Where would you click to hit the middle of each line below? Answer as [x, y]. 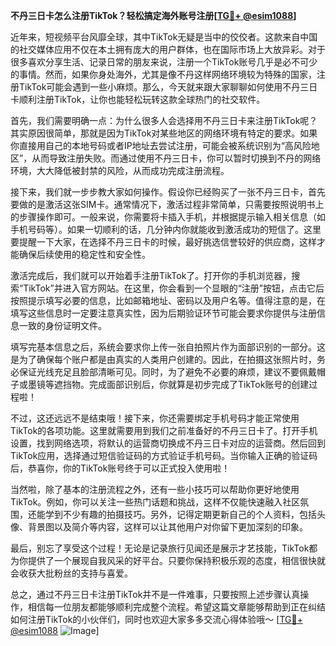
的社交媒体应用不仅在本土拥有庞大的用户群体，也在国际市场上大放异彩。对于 [168, 49]
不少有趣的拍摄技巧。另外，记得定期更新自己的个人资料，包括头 [194, 514]
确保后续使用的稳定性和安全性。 [84, 254]
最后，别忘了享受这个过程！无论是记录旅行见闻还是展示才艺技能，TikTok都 [164, 548]
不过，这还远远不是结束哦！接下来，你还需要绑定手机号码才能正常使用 [155, 418]
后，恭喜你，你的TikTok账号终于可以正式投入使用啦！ [120, 468]
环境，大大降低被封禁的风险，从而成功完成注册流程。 [120, 170]
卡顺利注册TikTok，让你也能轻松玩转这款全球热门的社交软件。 [138, 99]
